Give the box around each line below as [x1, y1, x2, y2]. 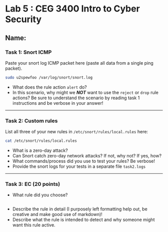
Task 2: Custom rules [5, 117, 58, 124]
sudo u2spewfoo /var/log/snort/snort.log [5, 75, 93, 80]
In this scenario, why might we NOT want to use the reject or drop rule [12, 89, 158, 95]
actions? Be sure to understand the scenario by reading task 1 [12, 95, 140, 101]
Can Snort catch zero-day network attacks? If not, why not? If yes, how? [12, 152, 161, 158]
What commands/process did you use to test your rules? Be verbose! [12, 158, 155, 164]
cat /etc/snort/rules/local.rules [5, 138, 77, 143]
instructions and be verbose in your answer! [12, 100, 103, 106]
